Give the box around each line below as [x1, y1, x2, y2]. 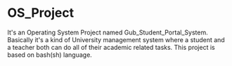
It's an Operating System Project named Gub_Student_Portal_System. [7, 28, 209, 37]
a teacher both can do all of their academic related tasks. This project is [7, 43, 216, 51]
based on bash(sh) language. [7, 51, 93, 59]
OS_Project [7, 5, 75, 21]
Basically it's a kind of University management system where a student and [7, 35, 225, 44]
